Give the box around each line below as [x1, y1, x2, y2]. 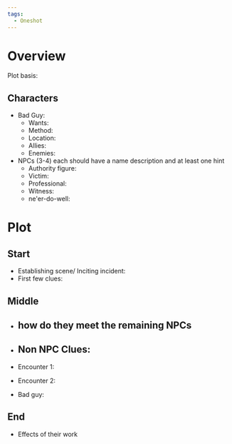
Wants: [28, 118, 49, 127]
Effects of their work [17, 430, 78, 438]
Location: [28, 133, 56, 143]
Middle [7, 295, 39, 307]
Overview [7, 48, 66, 64]
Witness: [28, 187, 55, 196]
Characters [7, 92, 58, 104]
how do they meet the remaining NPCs [17, 319, 192, 332]
